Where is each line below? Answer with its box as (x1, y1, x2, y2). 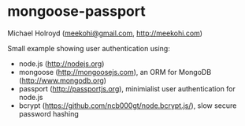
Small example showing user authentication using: (7, 43, 170, 53)
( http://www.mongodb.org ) (18, 76, 107, 85)
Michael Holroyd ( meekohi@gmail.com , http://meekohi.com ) (7, 28, 202, 38)
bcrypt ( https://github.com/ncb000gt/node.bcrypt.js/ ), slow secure (18, 101, 237, 110)
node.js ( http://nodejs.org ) (18, 58, 105, 69)
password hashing (18, 109, 80, 118)
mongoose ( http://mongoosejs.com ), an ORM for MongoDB (18, 67, 212, 76)
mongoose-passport (7, 2, 147, 20)
